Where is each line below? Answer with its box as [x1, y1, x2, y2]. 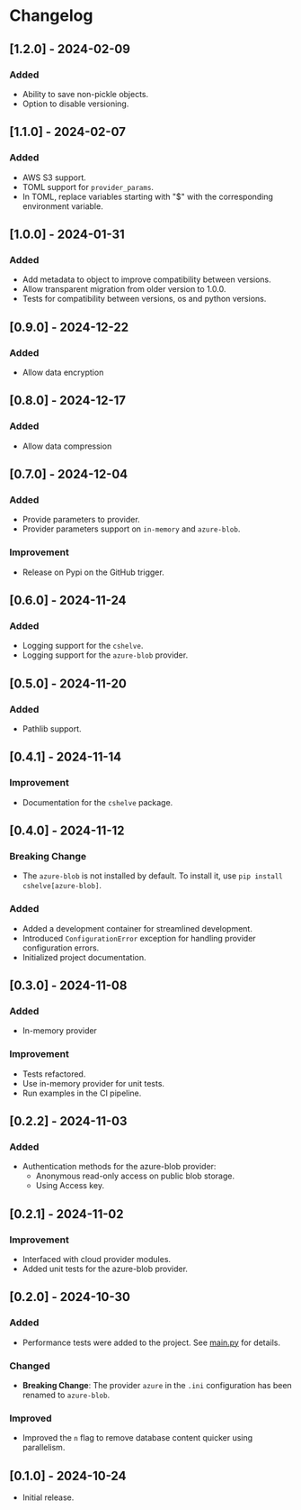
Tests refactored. [22, 1069, 86, 1079]
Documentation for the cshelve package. [22, 796, 173, 807]
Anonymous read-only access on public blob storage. [35, 1170, 235, 1181]
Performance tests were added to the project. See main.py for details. [22, 1337, 281, 1348]
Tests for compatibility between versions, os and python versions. [22, 294, 267, 305]
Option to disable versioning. [22, 98, 129, 109]
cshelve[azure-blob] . [22, 880, 102, 891]
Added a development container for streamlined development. [22, 923, 253, 933]
